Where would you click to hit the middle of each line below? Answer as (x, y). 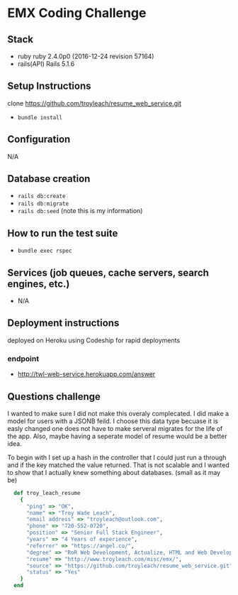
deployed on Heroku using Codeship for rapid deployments (94, 340)
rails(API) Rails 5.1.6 (46, 64)
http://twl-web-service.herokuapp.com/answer (86, 374)
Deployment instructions (63, 323)
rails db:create (41, 197)
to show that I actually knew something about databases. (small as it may (114, 472)
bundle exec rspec (45, 251)
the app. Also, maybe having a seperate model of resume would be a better (117, 436)
